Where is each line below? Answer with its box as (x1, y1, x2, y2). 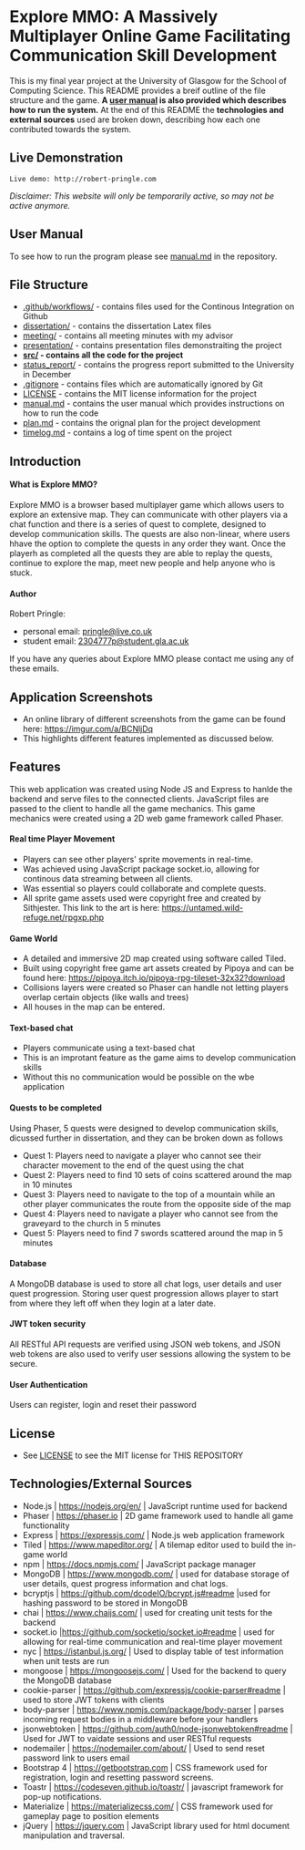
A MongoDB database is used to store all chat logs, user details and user (9, 1278, 282, 1289)
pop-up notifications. (22, 1791, 102, 1802)
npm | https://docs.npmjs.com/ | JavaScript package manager (22, 1558, 257, 1569)
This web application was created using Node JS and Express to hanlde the (9, 783, 293, 794)
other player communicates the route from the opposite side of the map (22, 1198, 291, 1209)
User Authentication (9, 1379, 88, 1390)
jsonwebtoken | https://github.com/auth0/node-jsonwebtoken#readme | (22, 1723, 293, 1734)
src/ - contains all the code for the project (22, 349, 184, 361)
